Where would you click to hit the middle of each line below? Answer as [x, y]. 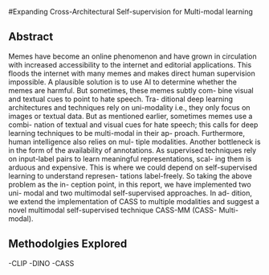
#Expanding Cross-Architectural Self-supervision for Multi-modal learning [130, 12]
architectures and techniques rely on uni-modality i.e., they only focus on [129, 107]
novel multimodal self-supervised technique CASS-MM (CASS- [113, 210]
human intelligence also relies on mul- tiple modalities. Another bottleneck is [134, 142]
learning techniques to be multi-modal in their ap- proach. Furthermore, [127, 133]
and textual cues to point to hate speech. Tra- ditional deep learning [121, 99]
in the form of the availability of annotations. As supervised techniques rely [132, 150]
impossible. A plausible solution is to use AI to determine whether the [122, 82]
